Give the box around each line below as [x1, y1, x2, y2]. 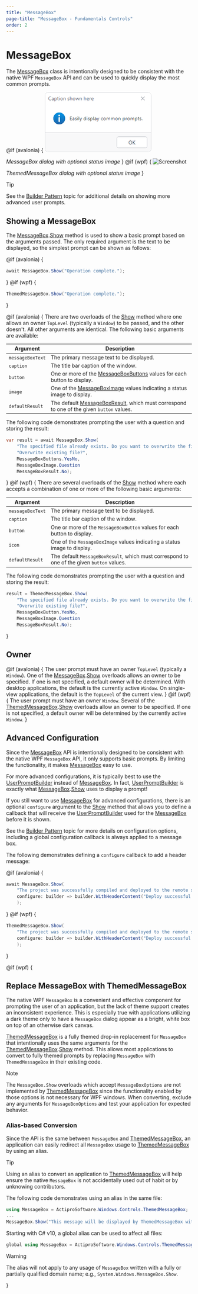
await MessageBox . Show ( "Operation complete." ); [6, 268, 126, 274]
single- [167, 684, 186, 691]
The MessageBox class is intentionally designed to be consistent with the [6, 68, 184, 75]
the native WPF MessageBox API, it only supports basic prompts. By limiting [6, 755, 186, 762]
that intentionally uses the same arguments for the [6, 1039, 128, 1046]
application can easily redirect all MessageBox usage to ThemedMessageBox [6, 1141, 190, 1148]
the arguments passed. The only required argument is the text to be [6, 238, 170, 245]
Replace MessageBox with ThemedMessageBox [6, 981, 187, 991]
